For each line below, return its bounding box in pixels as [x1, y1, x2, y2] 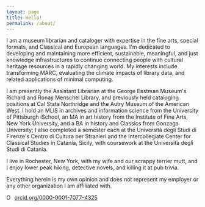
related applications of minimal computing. [6, 75, 113, 83]
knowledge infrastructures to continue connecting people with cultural [6, 56, 184, 64]
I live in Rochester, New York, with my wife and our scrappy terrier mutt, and [6, 158, 198, 165]
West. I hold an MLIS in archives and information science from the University [6, 107, 199, 114]
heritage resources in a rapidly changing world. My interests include [6, 63, 178, 70]
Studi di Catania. [6, 146, 48, 153]
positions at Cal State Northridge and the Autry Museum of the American [6, 100, 189, 108]
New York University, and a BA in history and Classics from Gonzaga [6, 120, 179, 127]
